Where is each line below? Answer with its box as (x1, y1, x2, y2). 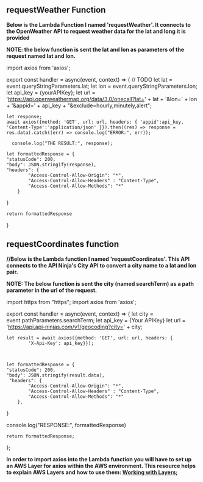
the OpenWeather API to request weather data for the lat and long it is (6, 27, 186, 35)
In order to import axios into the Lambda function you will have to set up (6, 455, 192, 463)
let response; (6, 113, 43, 119)
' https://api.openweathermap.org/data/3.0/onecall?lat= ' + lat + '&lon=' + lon (6, 95, 198, 102)
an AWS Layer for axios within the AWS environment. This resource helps (6, 462, 196, 469)
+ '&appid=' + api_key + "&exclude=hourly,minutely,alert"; (6, 102, 152, 109)
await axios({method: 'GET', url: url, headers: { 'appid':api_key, (6, 119, 184, 125)
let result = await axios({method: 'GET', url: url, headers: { (6, 335, 173, 341)
